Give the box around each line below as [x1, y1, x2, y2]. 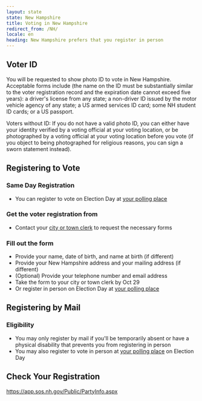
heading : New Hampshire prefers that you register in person [6, 37, 164, 43]
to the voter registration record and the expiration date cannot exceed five [6, 89, 191, 96]
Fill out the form [6, 239, 54, 248]
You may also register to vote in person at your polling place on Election [15, 347, 194, 355]
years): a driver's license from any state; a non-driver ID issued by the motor [6, 95, 197, 102]
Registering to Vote [6, 163, 80, 174]
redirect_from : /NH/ [6, 25, 59, 32]
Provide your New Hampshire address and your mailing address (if [15, 259, 181, 267]
